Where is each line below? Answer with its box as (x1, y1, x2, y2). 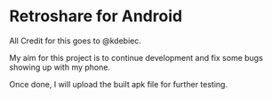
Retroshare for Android (9, 6, 183, 26)
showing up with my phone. (9, 62, 111, 72)
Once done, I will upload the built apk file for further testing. (9, 79, 228, 89)
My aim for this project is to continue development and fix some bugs (9, 52, 264, 63)
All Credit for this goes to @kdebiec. (9, 35, 142, 46)
